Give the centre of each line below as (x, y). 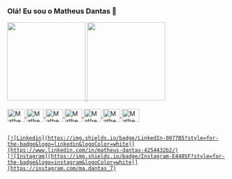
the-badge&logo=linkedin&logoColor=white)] (71, 144)
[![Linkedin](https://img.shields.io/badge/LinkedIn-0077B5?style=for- (113, 138)
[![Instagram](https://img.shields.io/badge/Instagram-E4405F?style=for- (116, 156)
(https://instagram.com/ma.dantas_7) (62, 168)
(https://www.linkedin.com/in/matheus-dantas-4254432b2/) (93, 150)
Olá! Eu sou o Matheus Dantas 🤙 (62, 11)
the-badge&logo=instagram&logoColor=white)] (73, 162)
